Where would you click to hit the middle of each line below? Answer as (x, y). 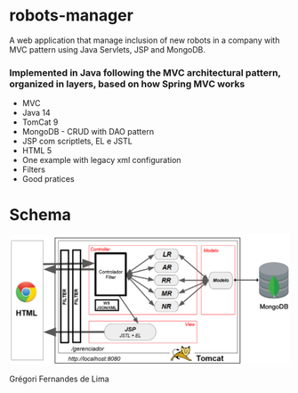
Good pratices (48, 179)
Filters (34, 169)
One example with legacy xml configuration (101, 160)
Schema (40, 215)
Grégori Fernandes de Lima (59, 379)
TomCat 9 (40, 122)
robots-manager (71, 16)
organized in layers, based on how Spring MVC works (127, 84)
